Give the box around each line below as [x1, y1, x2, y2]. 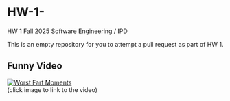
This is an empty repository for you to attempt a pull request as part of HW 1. [7, 40, 224, 48]
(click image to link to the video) [7, 85, 98, 93]
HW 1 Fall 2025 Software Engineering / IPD [7, 27, 128, 35]
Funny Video [7, 60, 63, 72]
